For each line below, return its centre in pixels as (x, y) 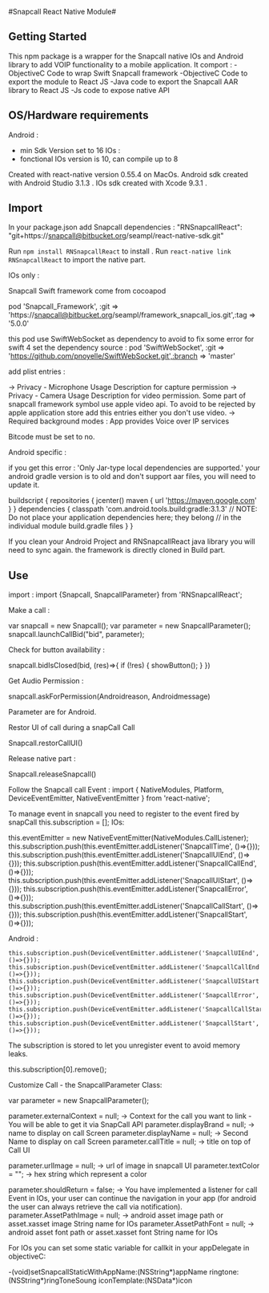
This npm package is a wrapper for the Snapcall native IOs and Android (126, 56)
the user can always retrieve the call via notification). (95, 1207)
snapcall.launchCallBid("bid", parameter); (76, 634)
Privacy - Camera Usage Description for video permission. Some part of (127, 395)
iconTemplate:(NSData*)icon (146, 1281)
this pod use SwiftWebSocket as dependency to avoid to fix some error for (131, 339)
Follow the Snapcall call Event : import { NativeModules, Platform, (116, 790)
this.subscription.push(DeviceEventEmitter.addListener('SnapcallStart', (134, 1023)
